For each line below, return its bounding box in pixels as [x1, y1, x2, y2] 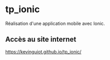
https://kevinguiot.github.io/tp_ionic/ [5, 48, 81, 54]
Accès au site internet [5, 35, 76, 44]
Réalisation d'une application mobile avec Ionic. [5, 20, 105, 26]
